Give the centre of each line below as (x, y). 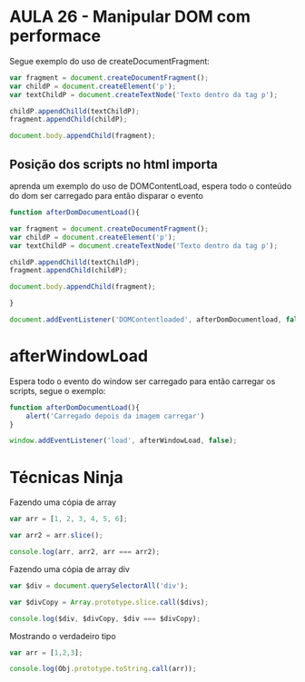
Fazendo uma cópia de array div (69, 568)
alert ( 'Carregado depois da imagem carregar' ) (115, 416)
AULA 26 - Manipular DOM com (130, 17)
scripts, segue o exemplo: (58, 390)
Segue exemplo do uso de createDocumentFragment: (110, 61)
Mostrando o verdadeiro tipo (63, 636)
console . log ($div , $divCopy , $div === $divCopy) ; (105, 618)
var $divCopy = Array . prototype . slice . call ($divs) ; (109, 602)
